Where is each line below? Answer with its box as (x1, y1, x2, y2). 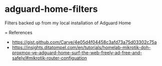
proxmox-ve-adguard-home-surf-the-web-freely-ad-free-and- (11, 50, 142, 56)
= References (4, 29, 33, 35)
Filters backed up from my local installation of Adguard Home (4, 20, 131, 26)
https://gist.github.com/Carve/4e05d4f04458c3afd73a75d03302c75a (11, 39, 157, 45)
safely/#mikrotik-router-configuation (11, 55, 87, 61)
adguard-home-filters (4, 3, 98, 15)
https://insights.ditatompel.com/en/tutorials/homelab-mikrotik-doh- (11, 44, 151, 50)
